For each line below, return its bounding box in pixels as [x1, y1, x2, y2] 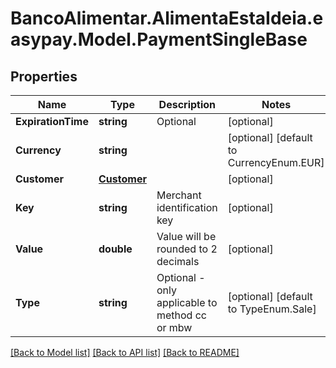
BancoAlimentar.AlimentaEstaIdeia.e [10, 7, 324, 30]
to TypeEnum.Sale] [227, 302, 317, 316]
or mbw [156, 321, 193, 334]
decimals [156, 255, 200, 268]
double [98, 242, 133, 256]
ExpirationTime [15, 115, 89, 128]
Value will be [156, 230, 217, 243]
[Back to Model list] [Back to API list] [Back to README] [10, 347, 240, 358]
